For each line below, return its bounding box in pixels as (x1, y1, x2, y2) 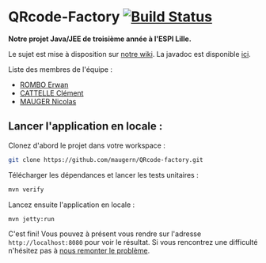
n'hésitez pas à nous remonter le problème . (8, 246, 150, 256)
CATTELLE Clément (19, 88, 84, 98)
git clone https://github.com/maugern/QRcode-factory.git (8, 156, 203, 163)
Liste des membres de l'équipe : (8, 64, 113, 74)
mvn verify (8, 186, 44, 193)
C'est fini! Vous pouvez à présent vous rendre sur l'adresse (8, 229, 202, 239)
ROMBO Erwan (19, 80, 69, 89)
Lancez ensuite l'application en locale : (8, 200, 135, 209)
